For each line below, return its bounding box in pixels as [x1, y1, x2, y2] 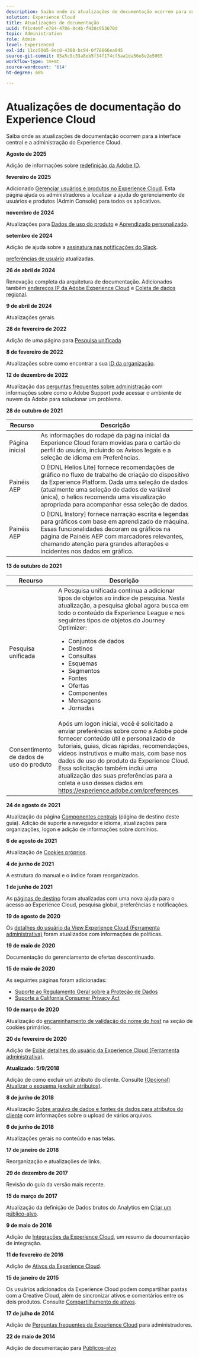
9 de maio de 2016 [6, 1222, 52, 1229]
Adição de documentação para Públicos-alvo [6, 1345, 117, 1352]
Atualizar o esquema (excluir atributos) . [6, 1082, 102, 1090]
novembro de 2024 [6, 209, 54, 216]
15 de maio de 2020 [6, 965, 56, 972]
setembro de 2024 [6, 232, 53, 240]
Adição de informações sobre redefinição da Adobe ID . [6, 162, 140, 169]
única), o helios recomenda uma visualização [40, 493, 166, 501]
